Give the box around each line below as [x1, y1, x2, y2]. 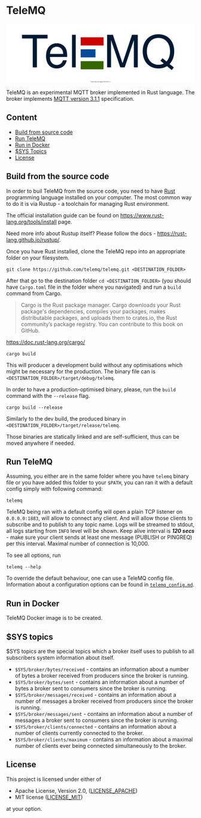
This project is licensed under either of [6, 775, 102, 783]
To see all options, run [6, 552, 61, 559]
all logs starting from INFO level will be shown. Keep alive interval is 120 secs [6, 528, 195, 535]
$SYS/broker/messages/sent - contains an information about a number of [14, 711, 193, 717]
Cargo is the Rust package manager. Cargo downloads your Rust [20, 301, 181, 308]
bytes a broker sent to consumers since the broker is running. [14, 685, 167, 692]
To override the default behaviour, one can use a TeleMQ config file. [6, 574, 175, 582]
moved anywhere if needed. [6, 439, 75, 447]
